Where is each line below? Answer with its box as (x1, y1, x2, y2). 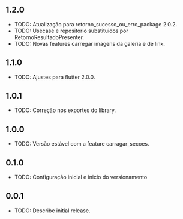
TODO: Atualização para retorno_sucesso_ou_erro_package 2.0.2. (14, 20, 178, 28)
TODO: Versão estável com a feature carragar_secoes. (14, 140, 149, 147)
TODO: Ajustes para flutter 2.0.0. (14, 73, 95, 81)
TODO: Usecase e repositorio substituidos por (14, 27, 128, 34)
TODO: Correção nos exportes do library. (14, 106, 116, 114)
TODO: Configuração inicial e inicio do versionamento (14, 174, 148, 181)
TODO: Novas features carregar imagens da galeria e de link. (14, 40, 166, 47)
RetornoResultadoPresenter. (14, 33, 85, 41)
